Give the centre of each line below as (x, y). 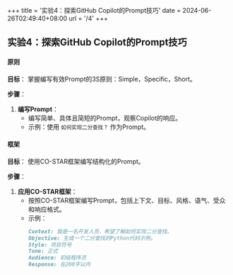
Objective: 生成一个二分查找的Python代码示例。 (92, 238)
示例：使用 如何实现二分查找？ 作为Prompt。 (89, 127)
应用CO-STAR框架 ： (47, 191)
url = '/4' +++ (88, 18)
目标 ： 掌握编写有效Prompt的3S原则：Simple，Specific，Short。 (102, 79)
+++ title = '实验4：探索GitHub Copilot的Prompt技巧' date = (94, 10)
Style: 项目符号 (50, 245)
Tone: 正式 (43, 251)
